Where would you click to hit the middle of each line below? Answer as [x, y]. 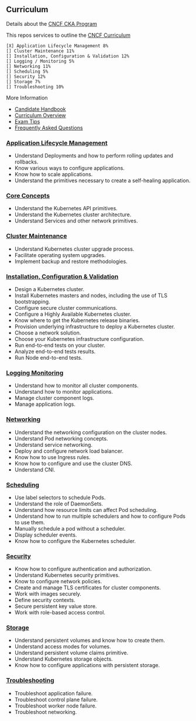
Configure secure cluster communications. [66, 308]
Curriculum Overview [40, 115]
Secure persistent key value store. [56, 606]
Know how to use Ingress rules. [52, 457]
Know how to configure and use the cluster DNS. [73, 463]
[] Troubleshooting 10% [35, 87]
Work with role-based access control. [60, 613]
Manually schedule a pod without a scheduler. [70, 528]
